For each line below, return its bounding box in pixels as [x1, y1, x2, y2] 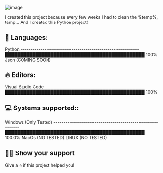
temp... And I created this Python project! [5, 20, 88, 25]
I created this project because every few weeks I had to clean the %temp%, [5, 14, 158, 20]
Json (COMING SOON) [5, 57, 51, 63]
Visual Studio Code [5, 84, 44, 90]
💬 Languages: [5, 33, 48, 42]
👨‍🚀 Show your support [5, 149, 75, 157]
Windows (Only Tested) [5, 119, 53, 125]
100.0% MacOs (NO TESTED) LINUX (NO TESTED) [5, 135, 107, 141]
